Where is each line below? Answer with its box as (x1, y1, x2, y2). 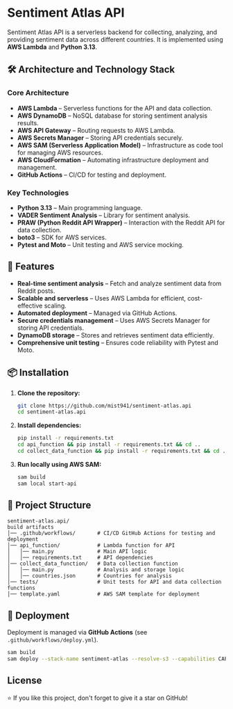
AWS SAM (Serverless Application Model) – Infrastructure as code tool (17, 141, 223, 149)
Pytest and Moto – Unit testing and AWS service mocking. (17, 240, 184, 248)
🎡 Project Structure (7, 500, 92, 511)
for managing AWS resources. (17, 148, 103, 157)
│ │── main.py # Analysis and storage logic (7, 566, 185, 573)
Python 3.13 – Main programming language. (17, 203, 143, 212)
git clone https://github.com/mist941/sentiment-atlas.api (17, 402, 192, 409)
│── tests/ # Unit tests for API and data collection (7, 579, 222, 586)
